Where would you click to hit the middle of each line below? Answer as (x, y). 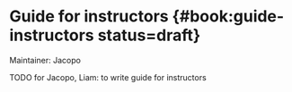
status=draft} (149, 35)
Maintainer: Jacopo (45, 60)
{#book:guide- (228, 17)
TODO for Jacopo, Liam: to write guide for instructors (108, 77)
